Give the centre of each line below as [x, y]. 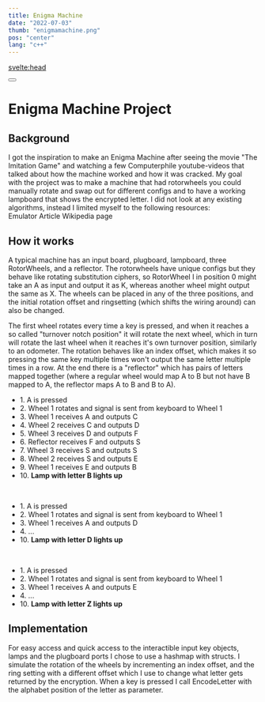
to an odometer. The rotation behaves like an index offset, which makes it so [132, 351]
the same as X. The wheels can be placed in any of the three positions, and [131, 293]
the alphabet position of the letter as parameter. [86, 689]
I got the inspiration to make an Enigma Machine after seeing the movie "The [133, 157]
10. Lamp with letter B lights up [71, 475]
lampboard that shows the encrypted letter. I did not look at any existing [125, 199]
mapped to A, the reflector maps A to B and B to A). [92, 384]
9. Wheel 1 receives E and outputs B [78, 466]
